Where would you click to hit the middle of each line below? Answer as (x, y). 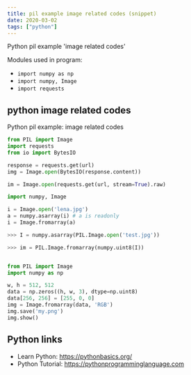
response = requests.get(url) (51, 165)
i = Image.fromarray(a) (42, 223)
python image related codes (69, 110)
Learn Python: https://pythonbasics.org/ (75, 356)
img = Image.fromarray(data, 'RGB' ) (60, 305)
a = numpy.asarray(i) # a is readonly (63, 216)
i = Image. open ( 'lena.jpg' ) (48, 210)
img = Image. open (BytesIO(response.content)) (74, 171)
